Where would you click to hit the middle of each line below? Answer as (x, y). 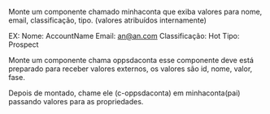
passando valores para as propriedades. (76, 101)
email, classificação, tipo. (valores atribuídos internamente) (108, 20)
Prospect (24, 44)
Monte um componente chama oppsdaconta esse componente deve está (131, 60)
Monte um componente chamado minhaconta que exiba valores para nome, (135, 12)
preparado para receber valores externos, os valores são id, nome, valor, (131, 69)
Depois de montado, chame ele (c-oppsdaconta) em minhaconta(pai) (124, 93)
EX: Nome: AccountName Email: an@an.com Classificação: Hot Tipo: (124, 36)
